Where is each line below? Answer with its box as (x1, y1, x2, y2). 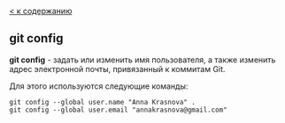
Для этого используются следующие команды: (9, 81, 189, 91)
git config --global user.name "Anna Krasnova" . (9, 98, 196, 106)
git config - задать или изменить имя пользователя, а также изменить (9, 54, 276, 65)
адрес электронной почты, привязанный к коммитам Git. (9, 63, 226, 74)
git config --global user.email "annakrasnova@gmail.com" (9, 105, 227, 114)
